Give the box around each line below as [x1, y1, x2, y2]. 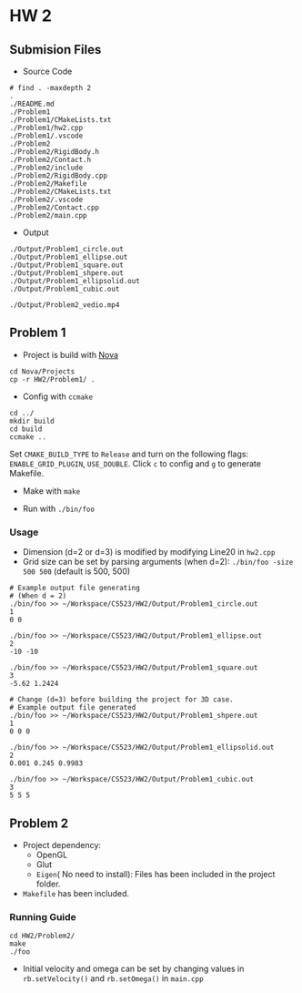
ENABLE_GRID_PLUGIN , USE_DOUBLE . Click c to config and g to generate [9, 457, 262, 469]
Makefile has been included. [22, 887, 130, 898]
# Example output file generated [9, 703, 136, 712]
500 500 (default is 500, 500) [22, 566, 131, 577]
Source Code [22, 66, 73, 77]
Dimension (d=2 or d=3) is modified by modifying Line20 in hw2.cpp [22, 547, 276, 558]
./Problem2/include [9, 163, 84, 172]
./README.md [9, 99, 55, 108]
